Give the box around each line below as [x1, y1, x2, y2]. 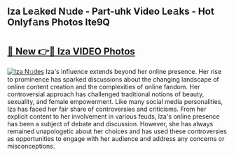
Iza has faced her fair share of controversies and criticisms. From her [7, 105, 207, 113]
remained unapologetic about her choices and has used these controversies [7, 127, 228, 135]
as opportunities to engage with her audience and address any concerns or [7, 135, 225, 142]
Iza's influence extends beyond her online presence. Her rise [45, 68, 222, 75]
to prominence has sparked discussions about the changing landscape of [7, 75, 219, 83]
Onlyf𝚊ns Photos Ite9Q [7, 17, 110, 29]
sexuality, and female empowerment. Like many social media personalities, [7, 98, 223, 105]
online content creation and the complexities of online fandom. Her [7, 83, 200, 91]
